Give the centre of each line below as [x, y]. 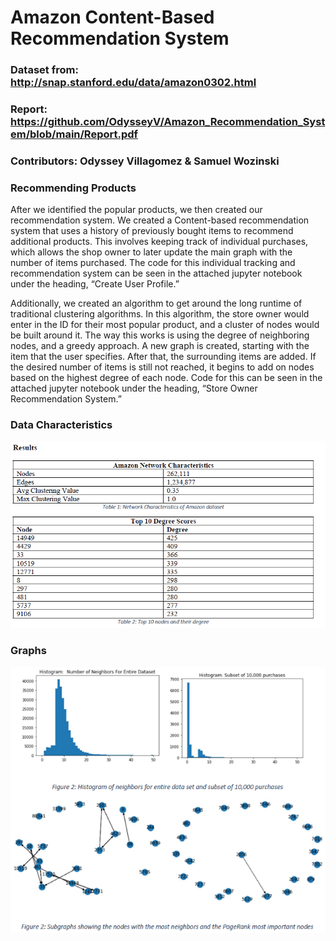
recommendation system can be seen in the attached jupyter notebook [156, 273]
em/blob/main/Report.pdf [74, 134]
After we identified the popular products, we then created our [136, 210]
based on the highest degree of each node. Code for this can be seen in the [166, 378]
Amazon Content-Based [112, 17]
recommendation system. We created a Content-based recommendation [160, 220]
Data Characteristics [61, 425]
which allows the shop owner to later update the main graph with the [151, 252]
